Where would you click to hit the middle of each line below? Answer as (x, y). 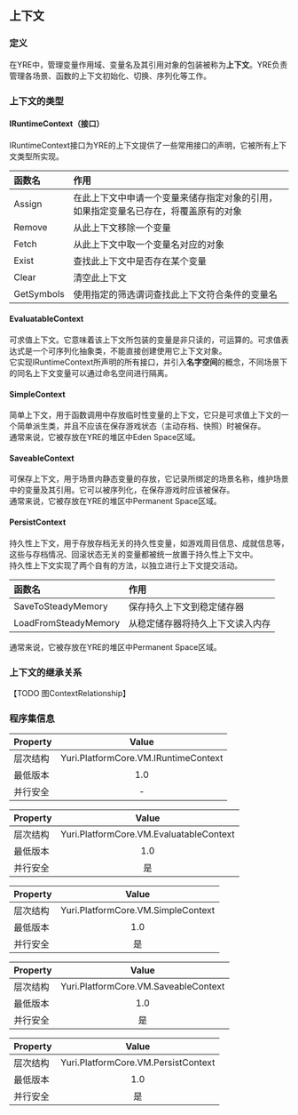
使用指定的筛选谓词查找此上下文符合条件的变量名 (175, 294)
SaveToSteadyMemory (61, 606)
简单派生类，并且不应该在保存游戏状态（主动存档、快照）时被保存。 (141, 426)
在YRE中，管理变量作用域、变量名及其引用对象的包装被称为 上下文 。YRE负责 (149, 64)
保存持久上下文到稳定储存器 (186, 606)
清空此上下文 (100, 277)
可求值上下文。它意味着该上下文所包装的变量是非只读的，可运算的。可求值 (145, 340)
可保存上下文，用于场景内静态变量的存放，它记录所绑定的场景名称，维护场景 (149, 479)
